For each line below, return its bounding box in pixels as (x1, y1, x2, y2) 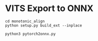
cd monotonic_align (5, 19, 45, 24)
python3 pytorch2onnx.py (5, 31, 56, 36)
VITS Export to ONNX (5, 3, 94, 14)
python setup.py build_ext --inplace (5, 23, 82, 28)
